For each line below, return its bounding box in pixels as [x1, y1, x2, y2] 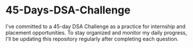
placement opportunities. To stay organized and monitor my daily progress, [5, 29, 187, 36]
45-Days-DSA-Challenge [5, 4, 131, 17]
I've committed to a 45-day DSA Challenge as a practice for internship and [5, 23, 186, 30]
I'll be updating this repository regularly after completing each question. [5, 35, 179, 42]
